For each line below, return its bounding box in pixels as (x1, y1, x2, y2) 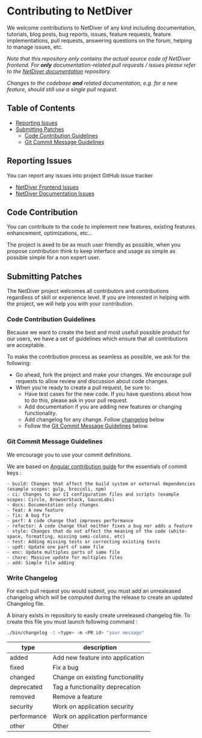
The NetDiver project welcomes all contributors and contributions (7, 288, 169, 295)
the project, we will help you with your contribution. (7, 300, 134, 307)
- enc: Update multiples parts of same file (7, 549, 120, 555)
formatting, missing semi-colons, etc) (25, 534, 126, 540)
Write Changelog (7, 573, 58, 582)
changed (10, 672, 35, 681)
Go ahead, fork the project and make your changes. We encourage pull (15, 371, 192, 378)
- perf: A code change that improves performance (7, 517, 134, 524)
